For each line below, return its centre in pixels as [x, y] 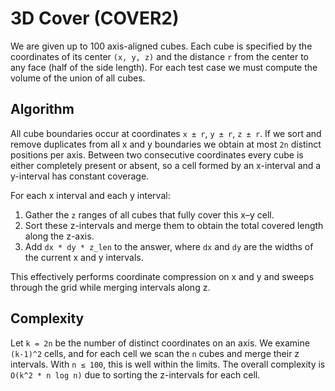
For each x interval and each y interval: [90, 195]
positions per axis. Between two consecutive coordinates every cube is [157, 154]
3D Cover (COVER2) [95, 18]
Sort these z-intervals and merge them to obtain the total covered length [174, 225]
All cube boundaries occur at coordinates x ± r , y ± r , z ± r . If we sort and [166, 133]
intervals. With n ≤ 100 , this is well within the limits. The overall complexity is [168, 364]
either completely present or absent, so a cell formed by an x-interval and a [166, 165]
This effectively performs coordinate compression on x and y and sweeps [162, 276]
